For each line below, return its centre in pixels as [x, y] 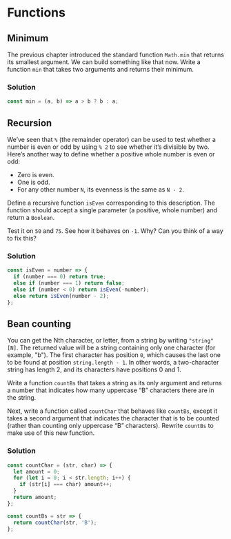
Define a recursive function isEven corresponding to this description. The [111, 203]
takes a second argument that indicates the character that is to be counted [113, 418]
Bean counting [39, 324]
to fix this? [22, 238]
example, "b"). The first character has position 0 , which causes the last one [114, 355]
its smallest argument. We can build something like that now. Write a [104, 62]
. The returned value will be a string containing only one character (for [116, 348]
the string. [22, 398]
